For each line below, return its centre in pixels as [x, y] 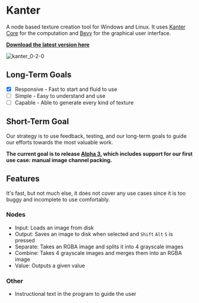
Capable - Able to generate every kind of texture [74, 102]
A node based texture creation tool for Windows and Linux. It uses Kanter [96, 27]
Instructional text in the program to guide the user [75, 294]
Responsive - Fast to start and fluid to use [66, 89]
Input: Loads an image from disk [54, 228]
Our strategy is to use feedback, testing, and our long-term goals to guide [97, 136]
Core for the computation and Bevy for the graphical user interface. [89, 33]
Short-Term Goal [38, 121]
